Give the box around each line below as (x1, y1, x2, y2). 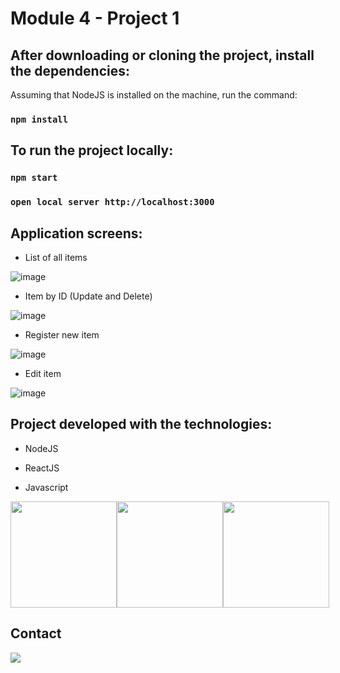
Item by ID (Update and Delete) (24, 290, 153, 302)
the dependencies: (10, 62, 131, 79)
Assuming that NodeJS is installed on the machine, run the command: (10, 89, 298, 101)
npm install (10, 113, 69, 125)
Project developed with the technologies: (10, 416, 273, 433)
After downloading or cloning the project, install (10, 47, 315, 64)
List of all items (24, 251, 88, 263)
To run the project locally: (10, 142, 174, 159)
